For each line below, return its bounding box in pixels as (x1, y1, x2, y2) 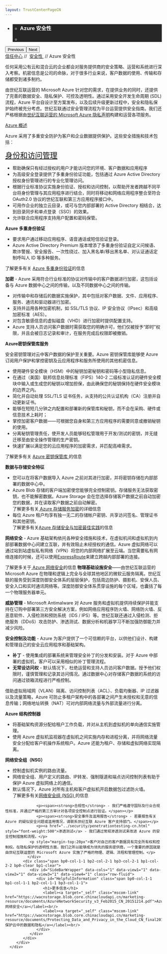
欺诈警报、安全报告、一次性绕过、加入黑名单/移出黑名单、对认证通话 (12, 248, 154, 254)
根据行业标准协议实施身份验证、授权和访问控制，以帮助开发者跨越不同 (12, 183, 157, 189)
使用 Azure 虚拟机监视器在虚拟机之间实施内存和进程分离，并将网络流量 (12, 734, 158, 740)
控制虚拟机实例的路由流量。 (12, 767, 70, 773)
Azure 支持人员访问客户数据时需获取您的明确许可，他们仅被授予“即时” (12, 323, 156, 329)
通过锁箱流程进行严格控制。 (16, 677, 74, 683)
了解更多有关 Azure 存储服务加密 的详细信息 (12, 505, 101, 511)
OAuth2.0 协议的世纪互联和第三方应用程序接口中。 (12, 196, 116, 202)
